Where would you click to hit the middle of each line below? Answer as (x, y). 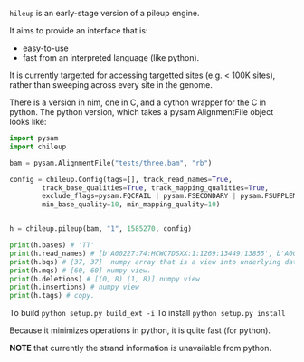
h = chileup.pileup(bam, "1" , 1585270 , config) (101, 229)
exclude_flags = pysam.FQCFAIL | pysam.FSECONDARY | (139, 196)
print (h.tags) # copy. (52, 296)
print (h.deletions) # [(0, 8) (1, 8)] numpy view (105, 279)
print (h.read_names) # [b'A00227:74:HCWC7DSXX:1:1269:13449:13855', (141, 253)
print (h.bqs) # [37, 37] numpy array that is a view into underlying (145, 262)
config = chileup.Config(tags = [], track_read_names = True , (121, 179)
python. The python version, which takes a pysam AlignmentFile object (142, 112)
